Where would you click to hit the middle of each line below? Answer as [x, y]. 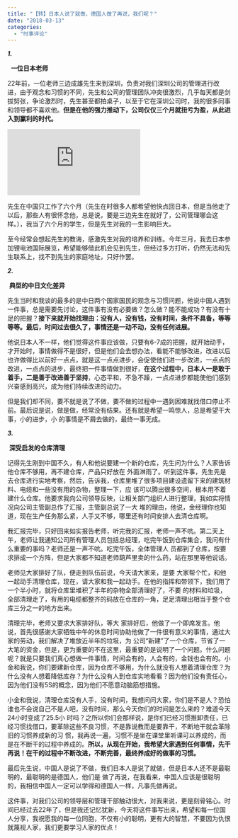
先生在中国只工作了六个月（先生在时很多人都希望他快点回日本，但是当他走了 [119, 207]
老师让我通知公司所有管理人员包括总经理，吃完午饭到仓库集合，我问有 [122, 540]
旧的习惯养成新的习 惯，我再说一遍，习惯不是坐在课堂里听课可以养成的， [114, 735]
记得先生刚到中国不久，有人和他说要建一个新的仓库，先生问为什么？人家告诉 [119, 463]
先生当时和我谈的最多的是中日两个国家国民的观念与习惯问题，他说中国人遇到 [119, 301]
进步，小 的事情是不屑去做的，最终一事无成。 [98, 419]
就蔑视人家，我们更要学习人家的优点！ [63, 827]
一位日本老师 [29, 69]
